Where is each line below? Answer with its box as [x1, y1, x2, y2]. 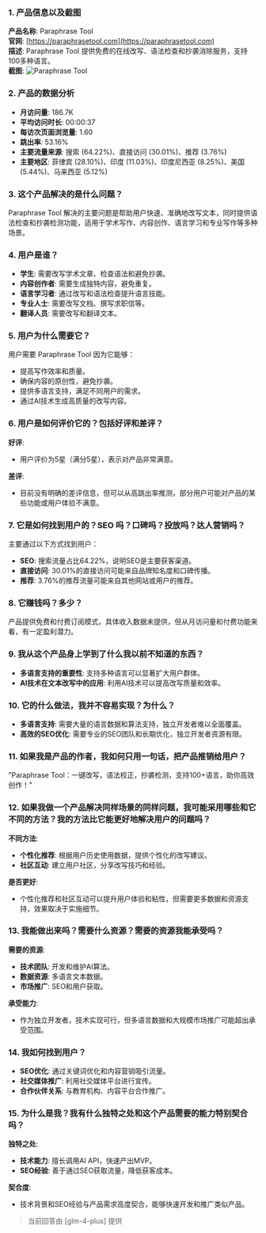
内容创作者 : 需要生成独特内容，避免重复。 [19, 279, 156, 288]
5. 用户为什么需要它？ [8, 330, 91, 341]
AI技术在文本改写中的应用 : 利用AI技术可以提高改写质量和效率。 [19, 678, 226, 687]
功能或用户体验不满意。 [26, 497, 104, 508]
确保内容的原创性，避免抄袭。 [19, 376, 117, 386]
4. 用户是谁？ [8, 249, 59, 261]
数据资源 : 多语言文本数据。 [19, 972, 108, 981]
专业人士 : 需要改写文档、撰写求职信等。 [19, 299, 149, 308]
